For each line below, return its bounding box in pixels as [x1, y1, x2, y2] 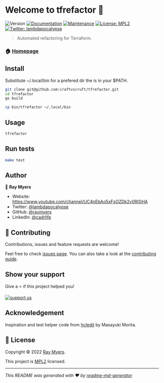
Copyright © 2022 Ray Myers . [5, 349, 66, 355]
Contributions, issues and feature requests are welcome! [5, 242, 119, 247]
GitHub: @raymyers [12, 209, 52, 215]
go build [5, 96, 23, 101]
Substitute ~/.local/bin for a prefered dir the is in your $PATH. [5, 78, 128, 83]
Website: [12, 194, 30, 200]
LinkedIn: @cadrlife [12, 214, 51, 220]
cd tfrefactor [5, 91, 34, 97]
